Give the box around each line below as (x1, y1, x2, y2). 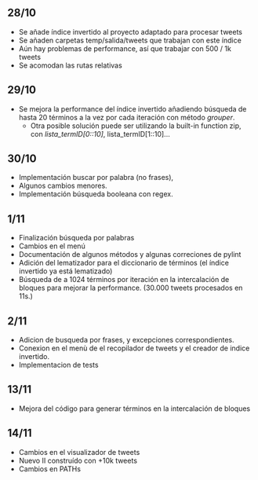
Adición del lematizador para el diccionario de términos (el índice (18, 258, 229, 268)
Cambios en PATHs (18, 464, 82, 474)
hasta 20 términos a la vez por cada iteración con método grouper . (18, 112, 235, 122)
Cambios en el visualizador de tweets (18, 447, 140, 456)
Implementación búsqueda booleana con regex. (18, 189, 173, 199)
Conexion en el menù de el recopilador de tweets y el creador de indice (18, 343, 250, 353)
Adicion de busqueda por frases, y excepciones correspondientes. (18, 335, 234, 345)
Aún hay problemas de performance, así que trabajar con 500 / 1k (18, 43, 232, 53)
